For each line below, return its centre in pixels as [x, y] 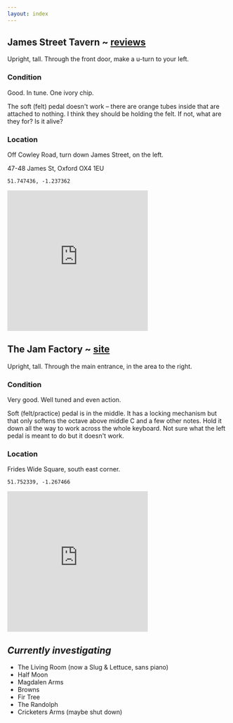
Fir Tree [29, 697]
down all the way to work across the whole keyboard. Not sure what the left [116, 429]
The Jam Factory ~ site [59, 350]
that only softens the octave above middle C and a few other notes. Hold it [115, 421]
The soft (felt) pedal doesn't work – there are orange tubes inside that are [113, 106]
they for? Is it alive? [35, 121]
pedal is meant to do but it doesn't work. [66, 436]
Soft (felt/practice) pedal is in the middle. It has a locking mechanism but [112, 413]
